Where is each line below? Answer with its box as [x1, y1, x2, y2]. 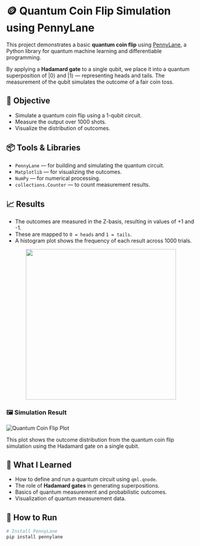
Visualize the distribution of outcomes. [14, 124, 111, 132]
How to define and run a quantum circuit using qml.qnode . [14, 476, 157, 483]
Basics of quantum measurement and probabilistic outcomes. [14, 488, 167, 496]
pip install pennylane [6, 534, 63, 540]
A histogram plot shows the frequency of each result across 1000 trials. [14, 237, 192, 244]
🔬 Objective [6, 96, 50, 106]
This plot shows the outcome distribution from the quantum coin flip [6, 436, 174, 443]
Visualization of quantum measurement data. [14, 495, 126, 502]
